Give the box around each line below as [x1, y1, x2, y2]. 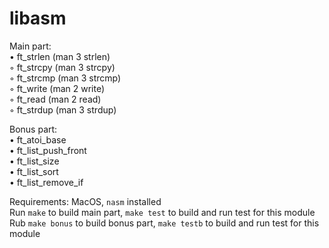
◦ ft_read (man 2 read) [9, 93, 102, 105]
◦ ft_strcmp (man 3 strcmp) [9, 72, 122, 84]
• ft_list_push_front [9, 144, 87, 156]
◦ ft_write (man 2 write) [9, 82, 106, 94]
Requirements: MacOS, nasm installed [9, 195, 162, 207]
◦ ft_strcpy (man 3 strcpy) [9, 61, 116, 73]
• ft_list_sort [9, 165, 59, 177]
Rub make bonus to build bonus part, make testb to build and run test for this [9, 217, 320, 229]
